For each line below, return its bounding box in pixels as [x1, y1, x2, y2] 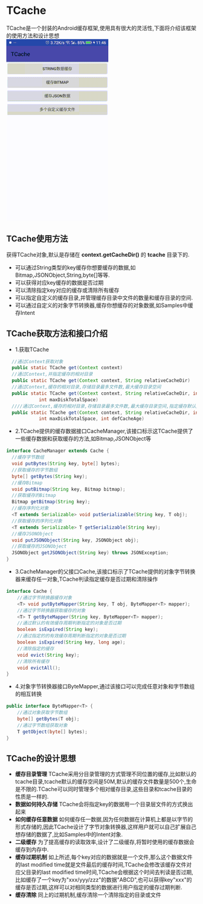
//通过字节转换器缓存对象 [17, 595, 72, 601]
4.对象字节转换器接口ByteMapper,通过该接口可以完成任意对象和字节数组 [14, 683, 195, 690]
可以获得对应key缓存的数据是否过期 [14, 279, 104, 286]
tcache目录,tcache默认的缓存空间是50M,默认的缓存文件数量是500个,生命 [14, 778, 197, 786]
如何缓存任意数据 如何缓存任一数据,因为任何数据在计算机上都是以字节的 [14, 816, 193, 823]
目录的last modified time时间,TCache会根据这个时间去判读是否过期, [25, 868, 193, 876]
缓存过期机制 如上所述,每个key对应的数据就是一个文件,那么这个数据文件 [14, 853, 193, 861]
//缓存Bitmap [11, 480, 43, 486]
